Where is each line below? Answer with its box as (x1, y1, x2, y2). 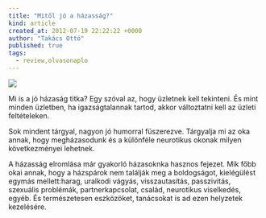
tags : (8, 49, 27, 57)
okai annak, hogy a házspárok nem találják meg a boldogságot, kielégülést (8, 167, 256, 177)
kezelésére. (8, 202, 47, 212)
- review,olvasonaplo (15, 57, 89, 65)
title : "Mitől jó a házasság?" (8, 11, 114, 20)
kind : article (8, 19, 56, 27)
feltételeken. (8, 110, 50, 121)
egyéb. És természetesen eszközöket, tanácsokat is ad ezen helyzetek (8, 193, 243, 203)
